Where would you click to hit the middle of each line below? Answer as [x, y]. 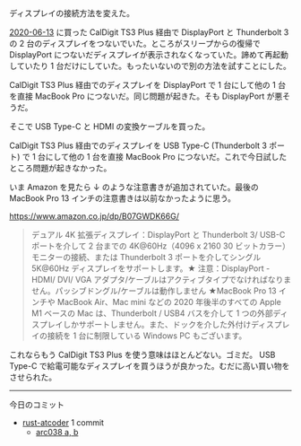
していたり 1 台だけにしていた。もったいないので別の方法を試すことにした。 [150, 66]
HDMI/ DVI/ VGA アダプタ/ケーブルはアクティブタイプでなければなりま [161, 280]
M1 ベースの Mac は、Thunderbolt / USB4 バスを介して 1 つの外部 [152, 313]
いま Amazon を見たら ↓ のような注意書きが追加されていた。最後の [134, 187]
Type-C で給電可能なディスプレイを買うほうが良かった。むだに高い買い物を [150, 366]
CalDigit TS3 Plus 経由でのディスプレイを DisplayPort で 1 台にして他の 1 [142, 85]
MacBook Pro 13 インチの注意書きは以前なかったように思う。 [122, 198]
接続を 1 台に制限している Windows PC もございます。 [147, 336]
